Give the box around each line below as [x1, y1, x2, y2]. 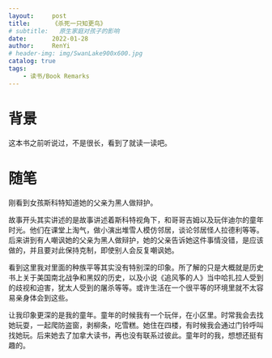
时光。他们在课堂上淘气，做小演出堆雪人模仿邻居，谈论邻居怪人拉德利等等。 [8, 224, 264, 235]
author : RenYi [8, 42, 70, 50]
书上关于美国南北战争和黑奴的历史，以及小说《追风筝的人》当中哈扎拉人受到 [8, 272, 264, 282]
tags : [8, 65, 27, 73]
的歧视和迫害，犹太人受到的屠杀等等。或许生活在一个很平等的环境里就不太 [8, 283, 257, 292]
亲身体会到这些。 [15, 292, 73, 302]
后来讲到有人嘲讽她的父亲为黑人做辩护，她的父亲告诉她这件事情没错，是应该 [8, 235, 264, 245]
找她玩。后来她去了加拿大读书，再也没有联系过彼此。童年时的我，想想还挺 [8, 330, 257, 340]
